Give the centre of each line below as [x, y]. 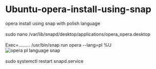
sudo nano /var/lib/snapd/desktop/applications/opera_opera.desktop [78, 34]
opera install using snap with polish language [53, 23]
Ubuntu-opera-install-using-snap [79, 9]
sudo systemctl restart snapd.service [44, 61]
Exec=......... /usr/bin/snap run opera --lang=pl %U [58, 45]
